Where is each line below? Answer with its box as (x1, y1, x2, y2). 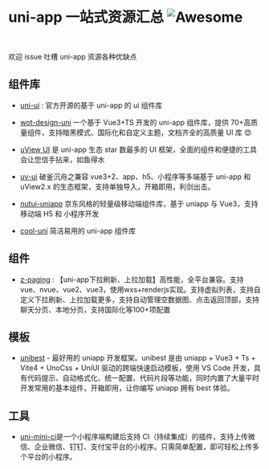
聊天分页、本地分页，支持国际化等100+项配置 (19, 304, 171, 314)
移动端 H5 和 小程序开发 (19, 209, 100, 218)
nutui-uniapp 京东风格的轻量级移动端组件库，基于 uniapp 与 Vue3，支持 (19, 198, 259, 208)
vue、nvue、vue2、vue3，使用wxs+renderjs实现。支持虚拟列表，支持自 (19, 284, 261, 294)
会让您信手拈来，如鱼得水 (19, 154, 105, 164)
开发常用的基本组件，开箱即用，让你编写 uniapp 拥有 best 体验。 (19, 383, 234, 393)
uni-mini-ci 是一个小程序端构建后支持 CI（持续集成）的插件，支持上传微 (19, 432, 255, 442)
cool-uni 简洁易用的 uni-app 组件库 (19, 226, 137, 235)
